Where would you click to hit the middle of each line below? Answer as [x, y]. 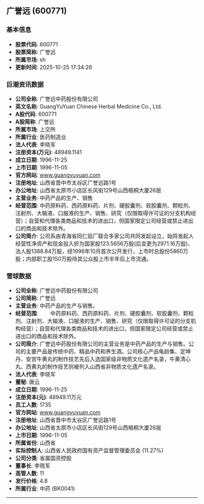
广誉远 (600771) [37, 11]
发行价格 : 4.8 [31, 481]
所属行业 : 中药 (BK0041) [45, 489]
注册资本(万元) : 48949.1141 [48, 152]
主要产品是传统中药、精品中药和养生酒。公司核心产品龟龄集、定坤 [108, 352]
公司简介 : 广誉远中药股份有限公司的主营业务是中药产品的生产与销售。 [102, 344]
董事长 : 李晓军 [32, 466]
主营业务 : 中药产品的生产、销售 [54, 197]
